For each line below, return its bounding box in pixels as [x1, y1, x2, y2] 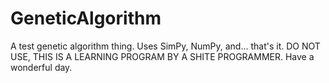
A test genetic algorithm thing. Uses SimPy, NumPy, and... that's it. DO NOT [10, 40, 321, 52]
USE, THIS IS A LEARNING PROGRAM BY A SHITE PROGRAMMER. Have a [10, 50, 315, 62]
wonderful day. [10, 61, 73, 73]
